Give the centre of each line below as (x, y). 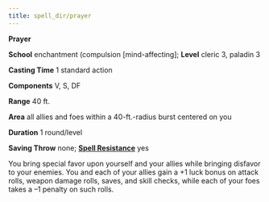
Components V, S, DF (45, 85)
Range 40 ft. (29, 101)
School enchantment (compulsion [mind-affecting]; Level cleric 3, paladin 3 (134, 54)
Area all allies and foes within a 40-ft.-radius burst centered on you (120, 117)
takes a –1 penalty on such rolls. (61, 189)
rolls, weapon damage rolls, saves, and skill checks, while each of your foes (134, 180)
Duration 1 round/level (46, 132)
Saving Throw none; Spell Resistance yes (79, 148)
